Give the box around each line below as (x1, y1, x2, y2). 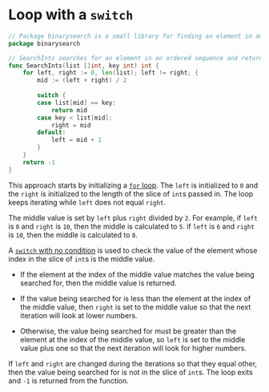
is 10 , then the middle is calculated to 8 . (8, 230, 139, 240)
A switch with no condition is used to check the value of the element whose (8, 245, 258, 255)
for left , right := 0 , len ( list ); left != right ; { (22, 69, 199, 77)
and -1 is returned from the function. (8, 375, 130, 386)
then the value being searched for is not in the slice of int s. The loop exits (8, 367, 254, 377)
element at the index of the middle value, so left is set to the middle (19, 334, 246, 344)
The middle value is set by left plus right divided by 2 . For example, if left (8, 212, 258, 222)
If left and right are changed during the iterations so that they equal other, (8, 358, 258, 368)
